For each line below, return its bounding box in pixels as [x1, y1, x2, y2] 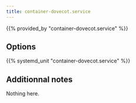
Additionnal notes [6, 74, 73, 84]
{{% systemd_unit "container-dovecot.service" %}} [6, 57, 131, 65]
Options [6, 42, 37, 52]
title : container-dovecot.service [6, 8, 91, 15]
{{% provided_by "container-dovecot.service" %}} [6, 25, 128, 32]
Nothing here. [6, 90, 39, 97]
